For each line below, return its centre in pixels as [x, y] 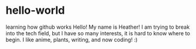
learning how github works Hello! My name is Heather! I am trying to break [98, 27]
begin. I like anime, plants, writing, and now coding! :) [72, 39]
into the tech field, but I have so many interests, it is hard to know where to [98, 33]
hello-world [35, 10]
